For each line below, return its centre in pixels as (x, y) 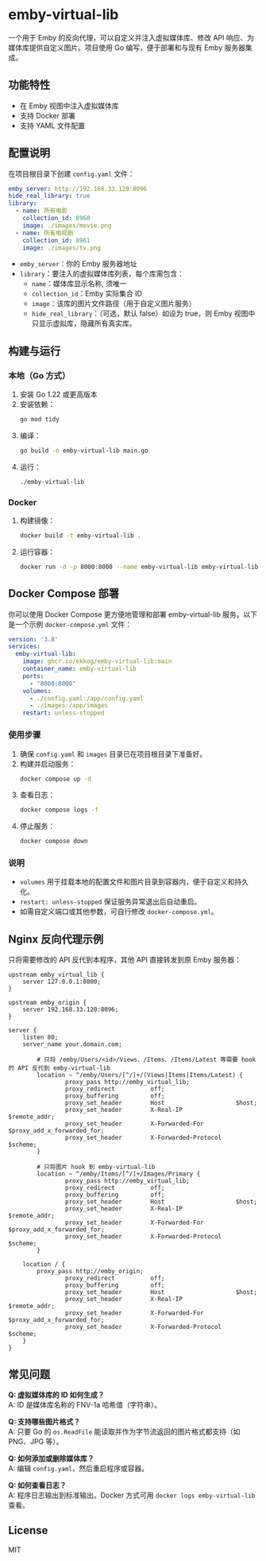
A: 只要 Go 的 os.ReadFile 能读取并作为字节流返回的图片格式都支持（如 (124, 1431)
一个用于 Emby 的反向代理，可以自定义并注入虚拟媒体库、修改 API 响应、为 (131, 37)
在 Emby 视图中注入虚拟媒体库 (69, 106)
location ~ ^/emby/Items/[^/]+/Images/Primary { (119, 1174)
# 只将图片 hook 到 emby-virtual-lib (96, 1167)
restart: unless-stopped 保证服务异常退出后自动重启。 (110, 902)
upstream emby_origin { (48, 1003)
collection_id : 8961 (56, 240)
